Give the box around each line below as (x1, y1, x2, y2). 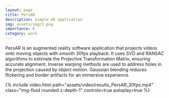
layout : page (5, 7, 33, 13)
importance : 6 (5, 26, 36, 31)
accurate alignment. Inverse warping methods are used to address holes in (5, 61, 162, 67)
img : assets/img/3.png (5, 21, 53, 27)
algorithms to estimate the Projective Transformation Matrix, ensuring (5, 56, 151, 61)
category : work (5, 31, 38, 36)
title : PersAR (5, 12, 36, 17)
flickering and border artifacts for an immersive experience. (5, 72, 130, 78)
